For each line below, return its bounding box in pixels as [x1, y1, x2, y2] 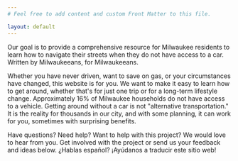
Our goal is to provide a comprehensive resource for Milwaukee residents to [7, 43, 230, 51]
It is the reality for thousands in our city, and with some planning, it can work [7, 109, 231, 118]
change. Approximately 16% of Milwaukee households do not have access [7, 94, 225, 103]
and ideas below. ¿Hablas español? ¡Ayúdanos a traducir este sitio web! [7, 145, 217, 154]
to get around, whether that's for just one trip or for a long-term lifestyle [7, 87, 218, 95]
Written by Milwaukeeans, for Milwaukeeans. [7, 57, 139, 66]
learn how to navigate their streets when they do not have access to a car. [7, 50, 224, 59]
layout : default [7, 23, 55, 30]
